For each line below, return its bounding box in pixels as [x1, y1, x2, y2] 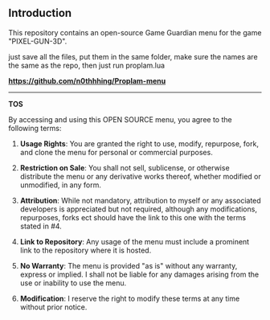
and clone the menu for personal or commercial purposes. [19, 147, 213, 157]
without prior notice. [19, 302, 88, 312]
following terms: [8, 123, 62, 133]
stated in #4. [19, 221, 62, 231]
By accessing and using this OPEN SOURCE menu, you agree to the [8, 114, 232, 124]
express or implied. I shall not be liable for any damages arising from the [19, 269, 260, 279]
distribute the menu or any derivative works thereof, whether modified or [19, 171, 261, 181]
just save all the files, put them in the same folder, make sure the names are [8, 51, 259, 61]
